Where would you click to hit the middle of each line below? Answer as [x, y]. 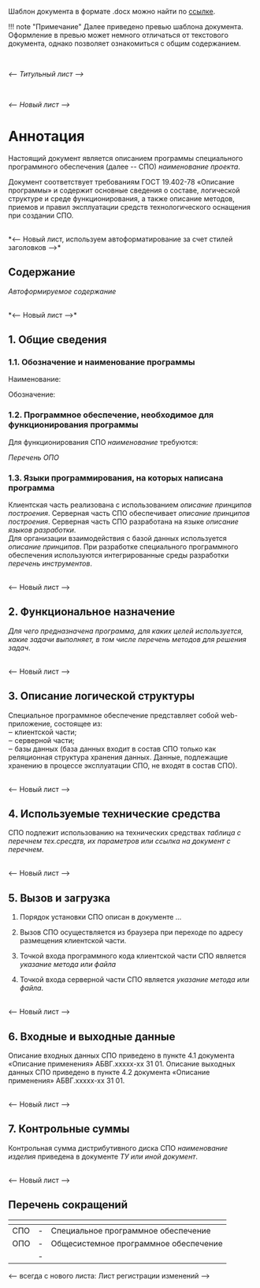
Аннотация [46, 136]
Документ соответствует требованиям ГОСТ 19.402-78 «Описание [121, 181]
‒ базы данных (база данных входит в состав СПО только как [112, 749]
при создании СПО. [41, 215]
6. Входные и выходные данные [92, 1036]
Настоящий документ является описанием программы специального [126, 158]
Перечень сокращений [68, 1205]
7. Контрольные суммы [69, 1129]
